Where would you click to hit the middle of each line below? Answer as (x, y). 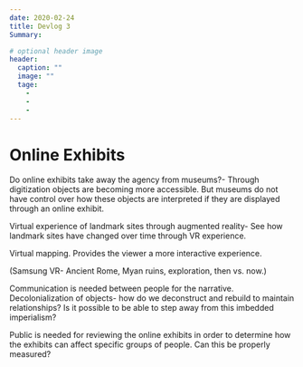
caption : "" (40, 68)
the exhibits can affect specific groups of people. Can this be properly (140, 344)
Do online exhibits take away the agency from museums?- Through (134, 180)
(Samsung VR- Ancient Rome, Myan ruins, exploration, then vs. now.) (138, 271)
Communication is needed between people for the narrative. (122, 289)
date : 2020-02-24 (42, 18)
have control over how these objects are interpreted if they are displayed (145, 199)
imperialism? (33, 317)
